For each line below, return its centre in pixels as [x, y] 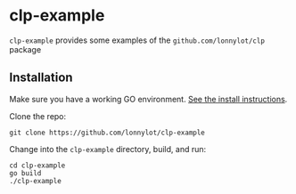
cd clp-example [37, 166]
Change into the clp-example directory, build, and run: [108, 149]
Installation [41, 78]
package [25, 49]
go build [25, 173]
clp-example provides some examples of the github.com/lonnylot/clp [137, 40]
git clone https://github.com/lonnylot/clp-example [107, 133]
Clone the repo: [38, 116]
